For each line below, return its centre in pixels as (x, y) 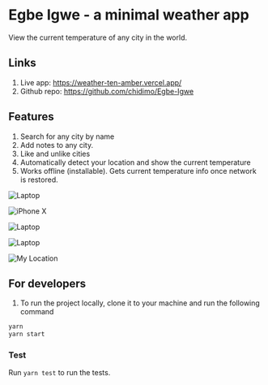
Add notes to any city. (57, 145)
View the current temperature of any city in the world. (98, 37)
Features (31, 117)
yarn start (27, 335)
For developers (47, 283)
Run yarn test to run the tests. (60, 373)
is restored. (39, 180)
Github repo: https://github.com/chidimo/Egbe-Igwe (107, 91)
